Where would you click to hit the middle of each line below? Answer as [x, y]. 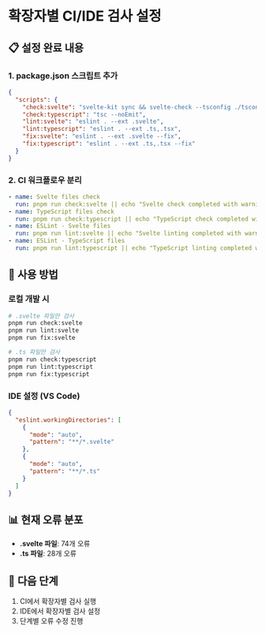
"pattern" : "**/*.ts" [65, 471]
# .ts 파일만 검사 [34, 352]
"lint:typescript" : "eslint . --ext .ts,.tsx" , [102, 129]
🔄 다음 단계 [34, 581]
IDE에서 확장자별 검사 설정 [60, 611]
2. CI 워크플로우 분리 [45, 180]
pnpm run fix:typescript [49, 374]
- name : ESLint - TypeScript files [67, 241]
